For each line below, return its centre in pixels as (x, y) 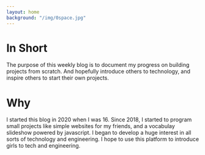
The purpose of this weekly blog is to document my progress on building (98, 65)
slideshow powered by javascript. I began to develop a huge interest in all (99, 133)
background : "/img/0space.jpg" (46, 18)
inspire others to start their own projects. (58, 78)
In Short (27, 48)
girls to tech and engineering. (43, 146)
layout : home (23, 12)
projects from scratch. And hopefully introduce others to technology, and (99, 72)
